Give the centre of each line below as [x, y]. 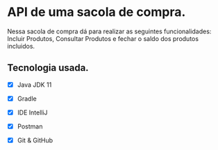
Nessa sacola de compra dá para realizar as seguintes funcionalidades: [109, 31]
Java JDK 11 [34, 85]
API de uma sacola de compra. [97, 12]
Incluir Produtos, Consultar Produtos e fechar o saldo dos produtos [103, 38]
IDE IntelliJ [32, 112]
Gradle [27, 99]
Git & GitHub [35, 140]
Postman [30, 126]
